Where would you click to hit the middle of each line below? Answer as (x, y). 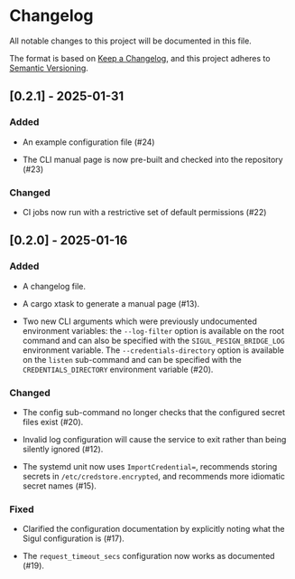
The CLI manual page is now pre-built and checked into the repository (152, 159)
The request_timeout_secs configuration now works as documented (148, 556)
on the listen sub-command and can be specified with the (132, 359)
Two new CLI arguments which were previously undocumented (139, 321)
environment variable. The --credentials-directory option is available (153, 350)
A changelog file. (54, 286)
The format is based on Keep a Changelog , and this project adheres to (140, 58)
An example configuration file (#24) (88, 142)
